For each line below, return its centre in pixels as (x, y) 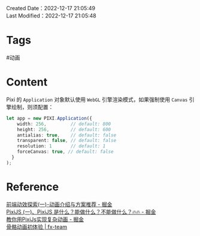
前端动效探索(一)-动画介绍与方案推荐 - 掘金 (59, 204)
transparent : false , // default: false (67, 141)
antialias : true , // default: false (67, 135)
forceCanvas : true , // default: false (65, 152)
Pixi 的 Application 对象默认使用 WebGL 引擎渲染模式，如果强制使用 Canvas (97, 99)
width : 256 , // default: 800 (64, 124)
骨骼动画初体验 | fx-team (37, 226)
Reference (32, 187)
